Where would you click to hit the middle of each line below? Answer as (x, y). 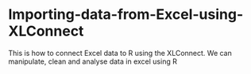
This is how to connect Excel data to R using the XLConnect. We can (120, 53)
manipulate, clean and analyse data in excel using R (93, 61)
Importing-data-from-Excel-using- (126, 15)
